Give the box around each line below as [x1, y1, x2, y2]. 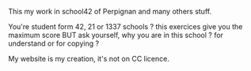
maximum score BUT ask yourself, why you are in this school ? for [8, 31, 224, 39]
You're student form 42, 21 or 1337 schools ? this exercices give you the [8, 22, 243, 31]
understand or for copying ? [8, 39, 100, 48]
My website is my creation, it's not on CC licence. [8, 54, 170, 63]
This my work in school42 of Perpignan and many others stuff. [8, 7, 212, 16]
